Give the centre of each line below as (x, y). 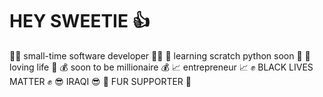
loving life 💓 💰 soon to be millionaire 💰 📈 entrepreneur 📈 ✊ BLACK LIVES (161, 67)
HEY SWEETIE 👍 (80, 21)
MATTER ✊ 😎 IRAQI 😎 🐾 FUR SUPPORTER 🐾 (100, 81)
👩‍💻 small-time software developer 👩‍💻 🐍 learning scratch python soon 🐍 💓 (160, 55)
